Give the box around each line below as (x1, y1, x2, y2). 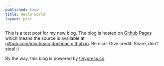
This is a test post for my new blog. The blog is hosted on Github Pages (5, 30, 152, 36)
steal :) (5, 46, 19, 52)
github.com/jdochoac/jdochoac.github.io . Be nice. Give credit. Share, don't (5, 41, 159, 47)
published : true (5, 7, 39, 12)
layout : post (5, 16, 32, 21)
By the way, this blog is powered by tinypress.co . (5, 56, 106, 62)
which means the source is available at (5, 35, 85, 41)
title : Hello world (5, 12, 46, 17)
